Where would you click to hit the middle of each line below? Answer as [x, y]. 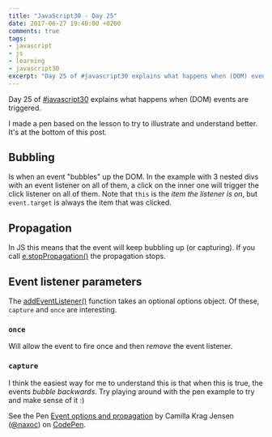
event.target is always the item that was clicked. [90, 202]
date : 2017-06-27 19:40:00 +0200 [65, 23]
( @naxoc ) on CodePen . [47, 424]
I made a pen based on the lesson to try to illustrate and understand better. [133, 123]
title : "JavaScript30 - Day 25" [63, 16]
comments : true [34, 31]
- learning [27, 62]
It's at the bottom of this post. [58, 132]
